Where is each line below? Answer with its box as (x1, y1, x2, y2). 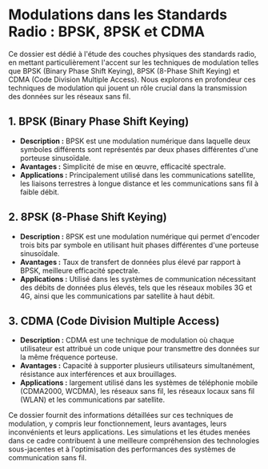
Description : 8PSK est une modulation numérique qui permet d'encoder (19, 231, 260, 241)
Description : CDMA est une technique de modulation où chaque (19, 335, 234, 345)
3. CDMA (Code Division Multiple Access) (8, 314, 220, 327)
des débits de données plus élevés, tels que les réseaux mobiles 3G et (19, 283, 253, 292)
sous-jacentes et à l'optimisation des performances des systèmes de (8, 444, 236, 454)
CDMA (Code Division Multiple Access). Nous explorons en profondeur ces (8, 74, 256, 84)
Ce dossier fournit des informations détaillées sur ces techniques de (8, 411, 234, 420)
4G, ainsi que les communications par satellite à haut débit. (19, 291, 215, 301)
